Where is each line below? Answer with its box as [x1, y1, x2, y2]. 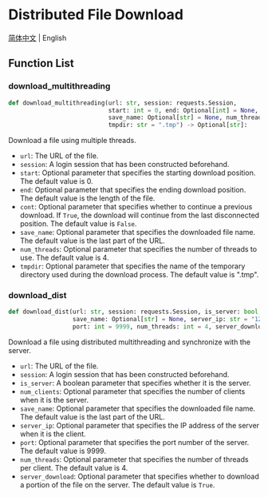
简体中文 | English [8, 33, 67, 42]
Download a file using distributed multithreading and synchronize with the [8, 337, 251, 347]
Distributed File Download [8, 6, 183, 24]
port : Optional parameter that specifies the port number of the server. [19, 438, 250, 447]
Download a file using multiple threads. [8, 136, 137, 145]
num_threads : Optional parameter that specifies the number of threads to [19, 245, 258, 254]
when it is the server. [19, 396, 89, 405]
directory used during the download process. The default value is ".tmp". [19, 270, 259, 280]
